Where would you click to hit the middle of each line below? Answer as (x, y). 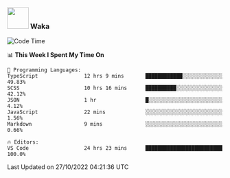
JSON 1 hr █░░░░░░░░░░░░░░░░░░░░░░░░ (115, 100)
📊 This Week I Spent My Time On (56, 55)
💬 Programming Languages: (44, 70)
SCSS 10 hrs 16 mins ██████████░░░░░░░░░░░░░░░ (115, 88)
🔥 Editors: (23, 142)
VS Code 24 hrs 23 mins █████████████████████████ (115, 148)
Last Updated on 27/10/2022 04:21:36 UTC (68, 167)
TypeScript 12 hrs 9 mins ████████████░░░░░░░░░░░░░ (115, 76)
